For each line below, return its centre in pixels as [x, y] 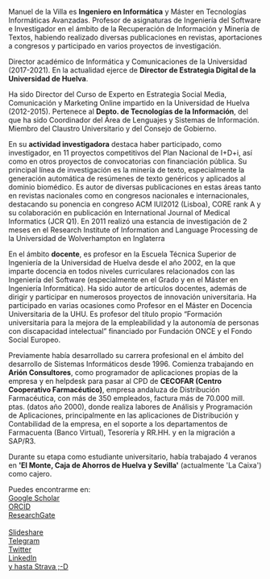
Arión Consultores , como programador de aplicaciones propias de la [123, 373]
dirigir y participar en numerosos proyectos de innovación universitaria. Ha [133, 297]
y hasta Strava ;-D [38, 567]
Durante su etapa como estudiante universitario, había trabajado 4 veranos [133, 456]
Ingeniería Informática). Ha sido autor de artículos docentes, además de [128, 288]
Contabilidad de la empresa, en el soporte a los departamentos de [118, 424]
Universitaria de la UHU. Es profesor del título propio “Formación [116, 314]
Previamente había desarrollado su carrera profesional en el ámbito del [126, 355]
